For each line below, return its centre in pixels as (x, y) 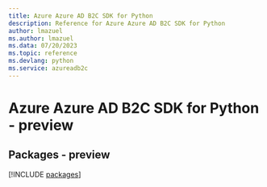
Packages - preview (59, 155)
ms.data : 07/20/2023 (43, 46)
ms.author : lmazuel (41, 38)
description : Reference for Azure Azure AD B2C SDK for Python (117, 23)
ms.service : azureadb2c (48, 69)
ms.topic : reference (43, 53)
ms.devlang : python (41, 61)
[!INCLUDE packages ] (45, 174)
